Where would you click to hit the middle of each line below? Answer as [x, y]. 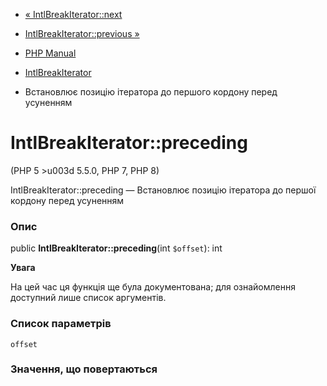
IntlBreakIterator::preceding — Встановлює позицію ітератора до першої [163, 190]
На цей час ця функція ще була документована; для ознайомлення [153, 287]
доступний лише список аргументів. [88, 298]
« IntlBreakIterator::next [73, 14]
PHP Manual [50, 53]
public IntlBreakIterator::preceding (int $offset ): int [116, 248]
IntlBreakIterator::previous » [82, 33]
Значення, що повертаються [84, 369]
